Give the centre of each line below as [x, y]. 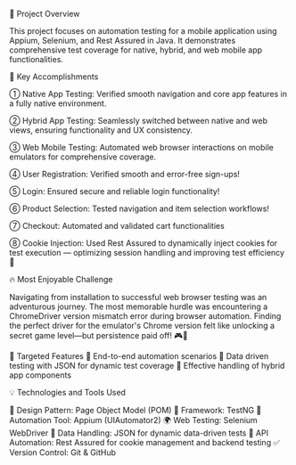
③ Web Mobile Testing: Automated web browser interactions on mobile [141, 147]
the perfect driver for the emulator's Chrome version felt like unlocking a [142, 326]
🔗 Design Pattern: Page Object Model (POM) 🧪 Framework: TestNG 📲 [136, 410]
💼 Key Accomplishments [54, 77]
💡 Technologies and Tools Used [68, 392]
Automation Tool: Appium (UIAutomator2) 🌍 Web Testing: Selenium [134, 420]
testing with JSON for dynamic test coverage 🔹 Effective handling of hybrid [147, 366]
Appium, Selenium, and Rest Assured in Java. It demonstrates [123, 41]
